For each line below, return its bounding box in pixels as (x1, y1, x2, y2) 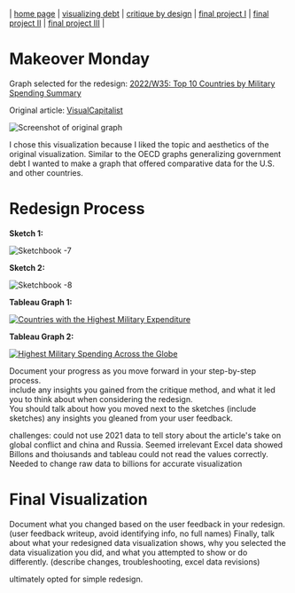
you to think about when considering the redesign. (9, 393, 193, 404)
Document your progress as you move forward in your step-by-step (9, 365, 257, 376)
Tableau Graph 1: (9, 296, 73, 307)
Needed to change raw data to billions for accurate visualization (9, 458, 243, 469)
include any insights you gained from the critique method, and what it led (9, 384, 276, 395)
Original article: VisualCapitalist (9, 105, 124, 115)
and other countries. (9, 167, 84, 178)
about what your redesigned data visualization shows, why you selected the (9, 537, 286, 548)
